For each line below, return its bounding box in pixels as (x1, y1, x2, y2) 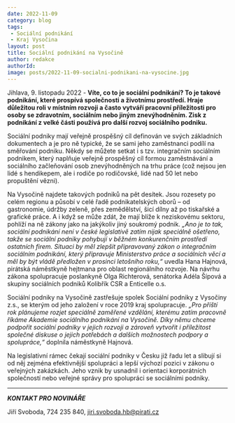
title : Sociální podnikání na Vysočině (7, 50, 124, 57)
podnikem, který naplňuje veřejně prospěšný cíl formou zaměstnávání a (7, 154, 213, 162)
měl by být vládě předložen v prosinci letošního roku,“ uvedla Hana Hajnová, (7, 257, 228, 265)
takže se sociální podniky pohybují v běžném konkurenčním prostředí (7, 234, 208, 243)
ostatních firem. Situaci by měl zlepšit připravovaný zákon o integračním (7, 242, 217, 250)
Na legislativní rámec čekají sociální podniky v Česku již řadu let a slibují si (7, 351, 222, 360)
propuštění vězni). (7, 176, 59, 184)
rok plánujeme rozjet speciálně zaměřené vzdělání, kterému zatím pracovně (7, 308, 227, 316)
